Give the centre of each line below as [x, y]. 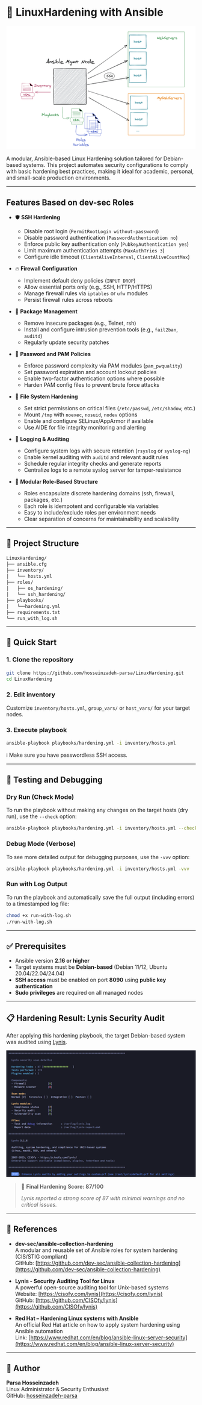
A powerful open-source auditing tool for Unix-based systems [92, 1287]
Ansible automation [39, 1331]
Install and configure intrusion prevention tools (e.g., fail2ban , [101, 330]
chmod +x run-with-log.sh [38, 915]
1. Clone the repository [40, 660]
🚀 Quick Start [32, 643]
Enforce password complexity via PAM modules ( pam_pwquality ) [103, 366]
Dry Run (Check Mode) [40, 797]
